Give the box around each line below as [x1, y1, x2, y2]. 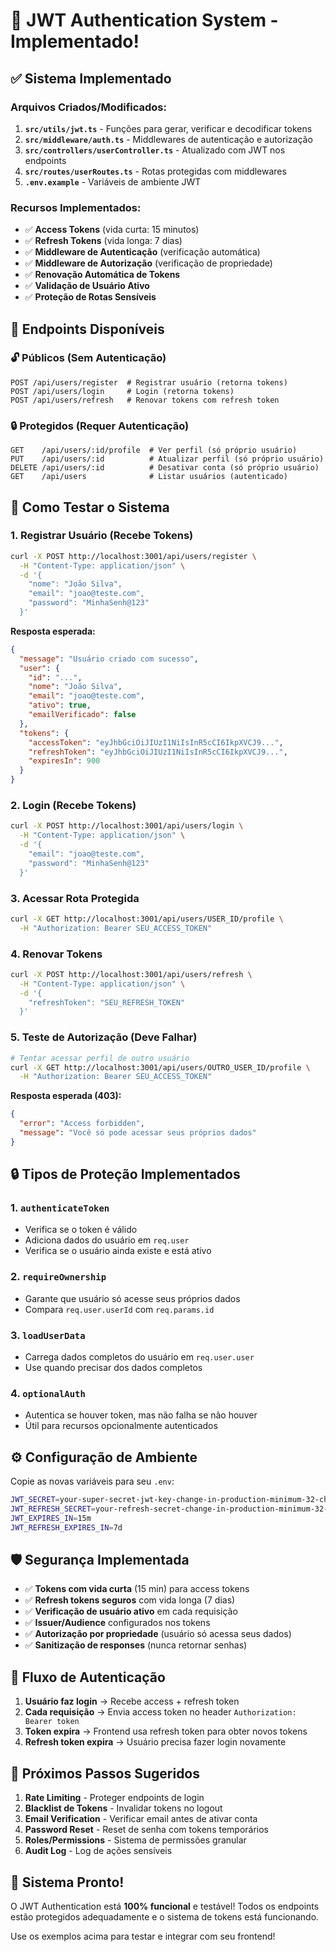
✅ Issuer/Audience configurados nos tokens [24, 1617, 211, 1629]
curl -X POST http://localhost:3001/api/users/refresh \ [10, 969, 253, 979]
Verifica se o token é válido [24, 1224, 138, 1236]
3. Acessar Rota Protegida [10, 891, 140, 905]
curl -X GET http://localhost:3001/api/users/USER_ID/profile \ [10, 914, 284, 924]
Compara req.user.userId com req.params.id [24, 1303, 215, 1315]
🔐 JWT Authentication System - [10, 9, 279, 32]
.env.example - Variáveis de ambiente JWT [24, 175, 202, 188]
